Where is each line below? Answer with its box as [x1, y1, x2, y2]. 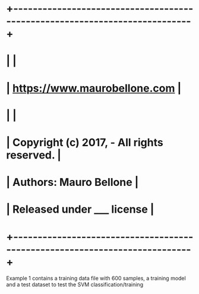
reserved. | [6, 148, 61, 162]
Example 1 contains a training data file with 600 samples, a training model [6, 275, 186, 282]
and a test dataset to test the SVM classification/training [6, 281, 144, 288]
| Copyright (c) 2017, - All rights [6, 135, 163, 149]
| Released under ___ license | [6, 203, 154, 216]
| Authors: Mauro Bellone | [6, 176, 139, 189]
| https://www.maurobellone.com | [6, 81, 182, 95]
